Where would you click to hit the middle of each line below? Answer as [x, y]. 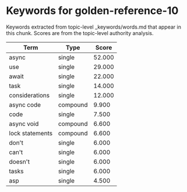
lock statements [31, 133]
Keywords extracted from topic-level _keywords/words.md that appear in [94, 27]
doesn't [20, 162]
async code [25, 104]
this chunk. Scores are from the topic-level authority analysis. [80, 33]
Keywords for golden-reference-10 [92, 11]
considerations [29, 95]
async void [24, 124]
